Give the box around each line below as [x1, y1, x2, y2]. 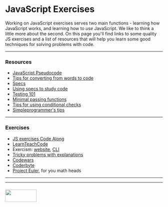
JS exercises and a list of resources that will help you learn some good [5, 36, 151, 42]
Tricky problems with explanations [12, 151, 83, 157]
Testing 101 [12, 91, 36, 97]
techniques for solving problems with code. [5, 41, 95, 47]
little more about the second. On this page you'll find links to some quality [5, 30, 157, 36]
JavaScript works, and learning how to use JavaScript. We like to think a [5, 25, 154, 31]
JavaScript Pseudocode [12, 70, 62, 76]
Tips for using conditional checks [12, 101, 81, 108]
